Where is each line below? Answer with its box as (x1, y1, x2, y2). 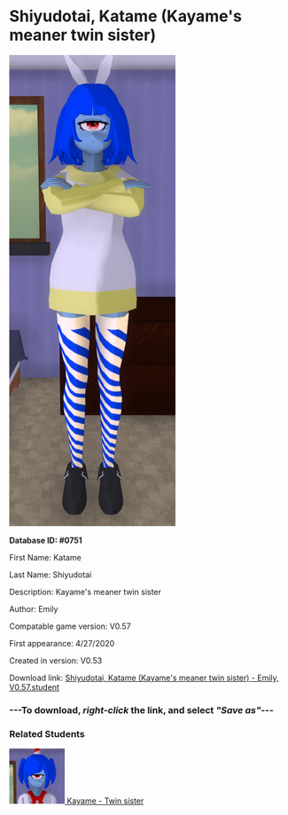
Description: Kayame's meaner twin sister (9, 586, 162, 597)
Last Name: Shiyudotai (9, 569, 92, 580)
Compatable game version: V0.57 (9, 621, 131, 631)
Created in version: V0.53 (9, 654, 103, 666)
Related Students (9, 727, 86, 740)
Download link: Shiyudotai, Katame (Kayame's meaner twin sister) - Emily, (9, 672, 279, 683)
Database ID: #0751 (9, 535, 82, 545)
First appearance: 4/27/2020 (9, 638, 115, 648)
